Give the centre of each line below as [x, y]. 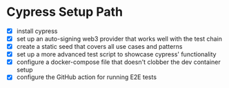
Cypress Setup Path [65, 12]
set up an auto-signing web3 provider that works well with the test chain [119, 39]
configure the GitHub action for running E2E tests [86, 77]
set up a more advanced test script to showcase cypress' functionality [116, 54]
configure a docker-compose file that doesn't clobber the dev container [119, 62]
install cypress [37, 31]
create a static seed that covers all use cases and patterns [99, 47]
